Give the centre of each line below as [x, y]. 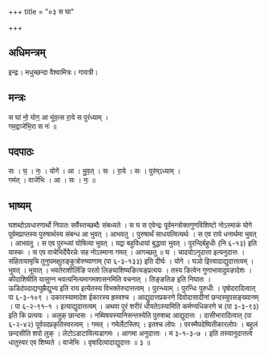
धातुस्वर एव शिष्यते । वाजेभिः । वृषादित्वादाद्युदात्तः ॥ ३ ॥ [79, 342]
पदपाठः [21, 152]
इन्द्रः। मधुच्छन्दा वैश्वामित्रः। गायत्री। [53, 72]
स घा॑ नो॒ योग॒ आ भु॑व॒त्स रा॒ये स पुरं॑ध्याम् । [59, 117]
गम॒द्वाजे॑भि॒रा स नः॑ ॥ [32, 126]
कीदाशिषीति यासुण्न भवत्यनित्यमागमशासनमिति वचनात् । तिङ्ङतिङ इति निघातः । [110, 279]
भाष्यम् [20, 206]
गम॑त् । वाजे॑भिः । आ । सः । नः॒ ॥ [52, 180]
